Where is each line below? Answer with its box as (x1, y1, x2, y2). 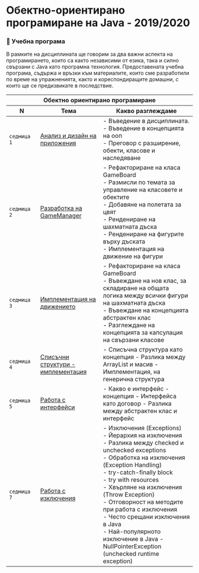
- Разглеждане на (102, 321, 155, 329)
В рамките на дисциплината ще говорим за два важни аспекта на (6, 51, 173, 58)
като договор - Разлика (102, 400, 172, 408)
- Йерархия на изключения (102, 432, 182, 440)
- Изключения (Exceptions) (102, 424, 182, 432)
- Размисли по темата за (102, 178, 175, 186)
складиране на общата (102, 284, 169, 292)
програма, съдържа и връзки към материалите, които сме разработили (6, 69, 190, 77)
